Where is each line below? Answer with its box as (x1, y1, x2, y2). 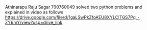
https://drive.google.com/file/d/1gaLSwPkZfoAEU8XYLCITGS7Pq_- (5, 15, 140, 20)
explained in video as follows (5, 9, 64, 15)
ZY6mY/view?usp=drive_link (5, 19, 63, 25)
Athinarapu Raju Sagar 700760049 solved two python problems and (5, 4, 143, 10)
